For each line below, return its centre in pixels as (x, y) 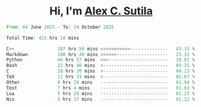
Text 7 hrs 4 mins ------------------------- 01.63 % (101, 88)
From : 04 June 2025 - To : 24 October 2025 (60, 27)
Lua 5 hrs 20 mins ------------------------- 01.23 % (101, 93)
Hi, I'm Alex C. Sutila (101, 11)
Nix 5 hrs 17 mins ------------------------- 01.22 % (101, 99)
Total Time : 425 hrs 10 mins (43, 38)
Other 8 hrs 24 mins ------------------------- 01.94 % (101, 82)
